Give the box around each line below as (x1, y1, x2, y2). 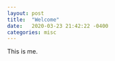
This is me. (7, 47, 38, 56)
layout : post (7, 9, 44, 17)
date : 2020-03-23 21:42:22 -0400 (7, 22, 109, 29)
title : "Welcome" (7, 16, 60, 23)
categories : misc (7, 28, 57, 36)
